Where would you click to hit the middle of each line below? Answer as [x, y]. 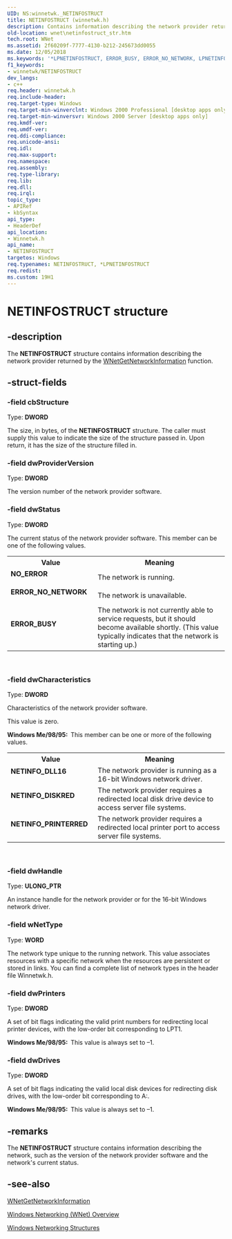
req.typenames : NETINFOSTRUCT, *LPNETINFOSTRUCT [78, 264]
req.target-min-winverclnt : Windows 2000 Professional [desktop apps [109, 110]
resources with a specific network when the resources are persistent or [109, 960]
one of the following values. [47, 545]
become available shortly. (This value [158, 627]
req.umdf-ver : [28, 129]
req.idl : [20, 149]
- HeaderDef [24, 225]
